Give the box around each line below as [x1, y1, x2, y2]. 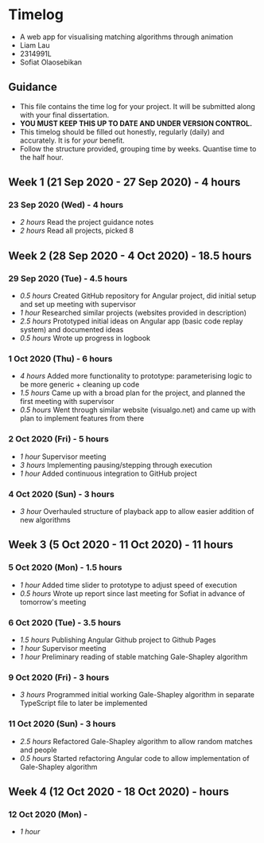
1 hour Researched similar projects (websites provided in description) [19, 308, 247, 318]
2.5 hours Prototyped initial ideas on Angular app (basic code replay [19, 316, 243, 326]
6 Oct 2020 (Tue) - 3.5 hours [8, 617, 122, 628]
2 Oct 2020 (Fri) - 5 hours [8, 433, 109, 445]
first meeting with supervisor [19, 397, 115, 406]
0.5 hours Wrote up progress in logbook [19, 333, 151, 343]
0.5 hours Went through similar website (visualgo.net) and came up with [19, 405, 256, 415]
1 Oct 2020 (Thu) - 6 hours [8, 353, 113, 364]
